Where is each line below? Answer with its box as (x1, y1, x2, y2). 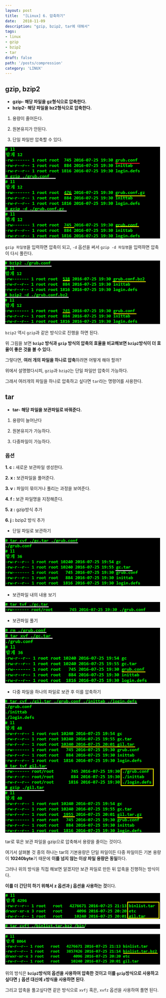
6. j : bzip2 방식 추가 (5, 517, 45, 523)
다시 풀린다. (10, 250, 33, 256)
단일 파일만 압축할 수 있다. (12, 137, 63, 143)
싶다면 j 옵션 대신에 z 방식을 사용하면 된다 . (5, 977, 85, 983)
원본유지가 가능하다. (12, 428, 51, 434)
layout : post (5, 8, 32, 13)
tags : (5, 29, 16, 34)
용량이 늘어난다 (12, 417, 42, 423)
